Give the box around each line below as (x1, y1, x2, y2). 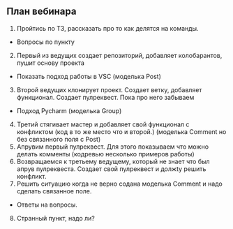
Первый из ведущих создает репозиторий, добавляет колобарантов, (16, 51, 223, 59)
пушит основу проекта (16, 59, 85, 67)
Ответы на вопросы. (16, 200, 78, 209)
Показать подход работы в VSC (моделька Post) (16, 72, 162, 80)
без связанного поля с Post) (16, 135, 101, 143)
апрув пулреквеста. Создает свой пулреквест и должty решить (16, 164, 206, 173)
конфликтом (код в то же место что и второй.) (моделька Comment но (16, 127, 227, 135)
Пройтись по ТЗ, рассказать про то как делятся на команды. (16, 24, 199, 32)
